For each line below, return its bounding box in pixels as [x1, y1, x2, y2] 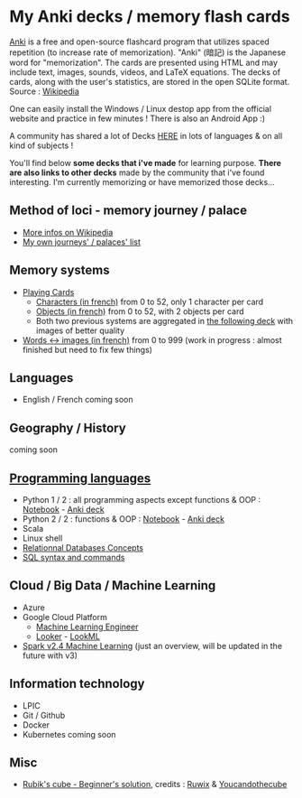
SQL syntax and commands [22, 552, 125, 562]
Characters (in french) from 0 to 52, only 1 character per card [35, 296, 264, 307]
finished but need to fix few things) [22, 344, 153, 355]
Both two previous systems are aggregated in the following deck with [35, 315, 294, 326]
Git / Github [22, 710, 66, 720]
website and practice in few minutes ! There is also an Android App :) [9, 113, 266, 124]
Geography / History [9, 420, 126, 435]
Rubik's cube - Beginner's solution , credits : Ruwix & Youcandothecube [22, 779, 288, 790]
